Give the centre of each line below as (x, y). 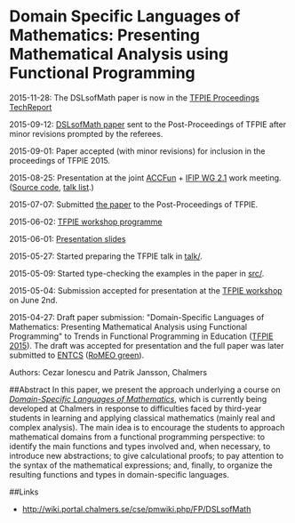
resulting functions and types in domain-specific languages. (119, 474)
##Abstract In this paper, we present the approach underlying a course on (145, 390)
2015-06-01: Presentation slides (68, 238)
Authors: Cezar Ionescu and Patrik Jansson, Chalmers (108, 372)
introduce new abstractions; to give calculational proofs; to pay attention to (147, 455)
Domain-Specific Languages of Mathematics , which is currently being (138, 398)
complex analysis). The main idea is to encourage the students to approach (147, 427)
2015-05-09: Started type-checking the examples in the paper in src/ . (137, 273)
